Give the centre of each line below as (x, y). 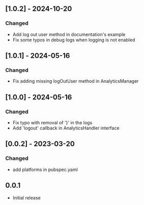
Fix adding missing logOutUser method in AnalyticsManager (76, 81)
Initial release (26, 197)
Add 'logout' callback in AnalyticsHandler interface (66, 128)
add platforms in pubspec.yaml (45, 169)
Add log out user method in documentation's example (69, 34)
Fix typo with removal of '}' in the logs (52, 123)
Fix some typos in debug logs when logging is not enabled (74, 40)
